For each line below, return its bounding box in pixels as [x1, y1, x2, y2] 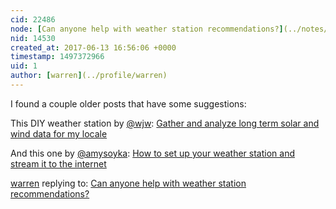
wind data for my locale [10, 127, 108, 140]
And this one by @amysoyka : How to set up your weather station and [10, 147, 296, 159]
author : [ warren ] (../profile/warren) [10, 71, 168, 81]
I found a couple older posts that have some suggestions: [10, 97, 247, 110]
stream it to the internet [10, 157, 107, 170]
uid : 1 [10, 61, 38, 71]
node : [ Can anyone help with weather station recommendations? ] [10, 24, 284, 34]
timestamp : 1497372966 [10, 52, 105, 62]
